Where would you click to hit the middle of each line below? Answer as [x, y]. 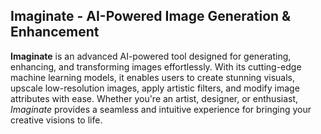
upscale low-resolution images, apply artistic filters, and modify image [155, 88]
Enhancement [55, 32]
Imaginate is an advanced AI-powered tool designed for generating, [151, 56]
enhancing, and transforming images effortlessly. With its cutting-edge [156, 66]
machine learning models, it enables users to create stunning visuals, [152, 77]
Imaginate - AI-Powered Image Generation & [151, 16]
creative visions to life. [56, 120]
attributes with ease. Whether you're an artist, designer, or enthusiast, [154, 98]
